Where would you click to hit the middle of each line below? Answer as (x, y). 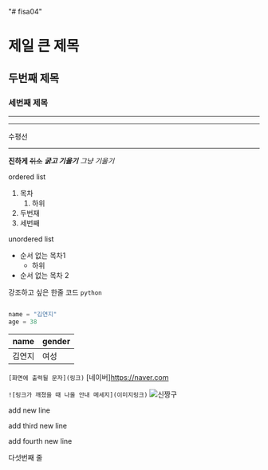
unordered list (31, 239)
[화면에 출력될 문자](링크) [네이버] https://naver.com (89, 377)
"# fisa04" (25, 12)
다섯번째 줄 (26, 457)
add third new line (38, 425)
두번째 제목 (34, 78)
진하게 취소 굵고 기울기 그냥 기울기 (61, 161)
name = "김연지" (33, 314)
